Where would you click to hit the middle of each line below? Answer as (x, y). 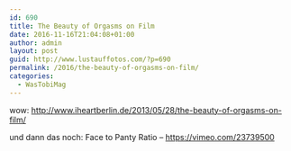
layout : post (34, 51)
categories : (32, 76)
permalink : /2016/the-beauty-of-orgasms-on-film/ (105, 68)
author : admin (36, 43)
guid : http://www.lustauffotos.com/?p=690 (90, 59)
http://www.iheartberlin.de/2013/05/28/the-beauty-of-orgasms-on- (156, 110)
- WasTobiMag (42, 84)
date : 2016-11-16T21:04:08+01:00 (72, 34)
